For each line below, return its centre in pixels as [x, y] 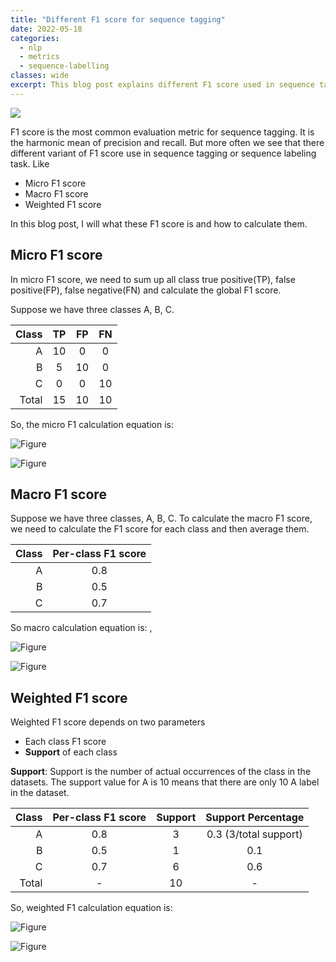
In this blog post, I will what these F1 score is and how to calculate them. [159, 223]
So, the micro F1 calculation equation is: [92, 424]
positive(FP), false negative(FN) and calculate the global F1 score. [146, 290]
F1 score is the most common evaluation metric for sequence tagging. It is [162, 132]
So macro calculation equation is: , [81, 628]
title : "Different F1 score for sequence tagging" [118, 19]
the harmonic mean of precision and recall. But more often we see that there [167, 142]
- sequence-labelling [64, 66]
